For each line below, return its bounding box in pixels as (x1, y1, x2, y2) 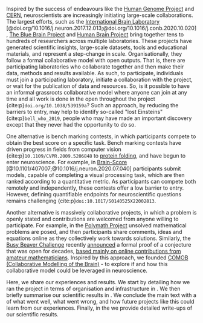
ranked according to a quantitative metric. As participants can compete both (6, 178, 196, 185)
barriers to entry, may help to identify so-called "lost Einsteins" (6, 108, 163, 115)
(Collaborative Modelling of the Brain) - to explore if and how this (6, 261, 168, 267)
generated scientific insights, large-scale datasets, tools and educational (6, 44, 187, 51)
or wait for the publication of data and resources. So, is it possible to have (6, 82, 190, 90)
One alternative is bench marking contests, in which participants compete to (6, 133, 196, 140)
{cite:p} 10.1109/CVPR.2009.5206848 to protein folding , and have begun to (6, 152, 186, 159)
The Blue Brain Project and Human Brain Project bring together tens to (8, 31, 184, 38)
